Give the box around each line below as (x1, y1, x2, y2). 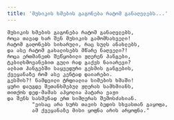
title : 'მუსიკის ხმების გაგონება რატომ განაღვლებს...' (7, 10, 168, 17)
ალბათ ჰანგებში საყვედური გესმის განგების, (7, 64, 135, 72)
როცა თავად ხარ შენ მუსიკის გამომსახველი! (7, 35, 131, 42)
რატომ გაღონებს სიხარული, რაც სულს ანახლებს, (7, 40, 140, 48)
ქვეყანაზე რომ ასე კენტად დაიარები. (7, 71, 113, 77)
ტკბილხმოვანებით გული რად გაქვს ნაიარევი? (7, 59, 131, 66)
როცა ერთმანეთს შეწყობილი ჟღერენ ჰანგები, (7, 53, 131, 60)
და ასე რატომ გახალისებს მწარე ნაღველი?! (7, 47, 128, 53)
